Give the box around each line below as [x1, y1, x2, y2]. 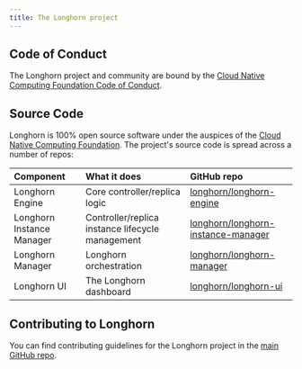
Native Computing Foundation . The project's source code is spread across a [9, 139, 292, 150]
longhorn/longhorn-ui [190, 280, 283, 292]
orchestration [84, 260, 142, 273]
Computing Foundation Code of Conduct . [9, 80, 163, 91]
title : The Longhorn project [9, 13, 119, 22]
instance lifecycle [84, 222, 160, 235]
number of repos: [9, 149, 74, 160]
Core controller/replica [84, 185, 182, 198]
